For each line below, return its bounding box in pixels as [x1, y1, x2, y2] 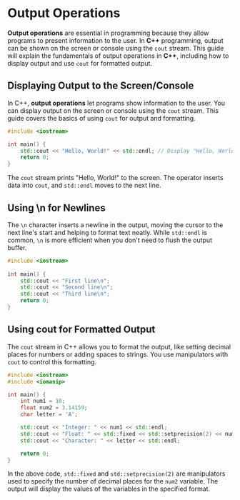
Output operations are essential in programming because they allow [7, 29, 209, 37]
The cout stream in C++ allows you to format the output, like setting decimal [7, 342, 231, 351]
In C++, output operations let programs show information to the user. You [7, 99, 226, 107]
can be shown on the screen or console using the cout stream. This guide [7, 44, 224, 52]
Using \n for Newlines [7, 201, 106, 214]
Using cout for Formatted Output [7, 324, 156, 336]
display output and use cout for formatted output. [7, 59, 152, 67]
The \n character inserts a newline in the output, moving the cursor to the [7, 220, 224, 229]
